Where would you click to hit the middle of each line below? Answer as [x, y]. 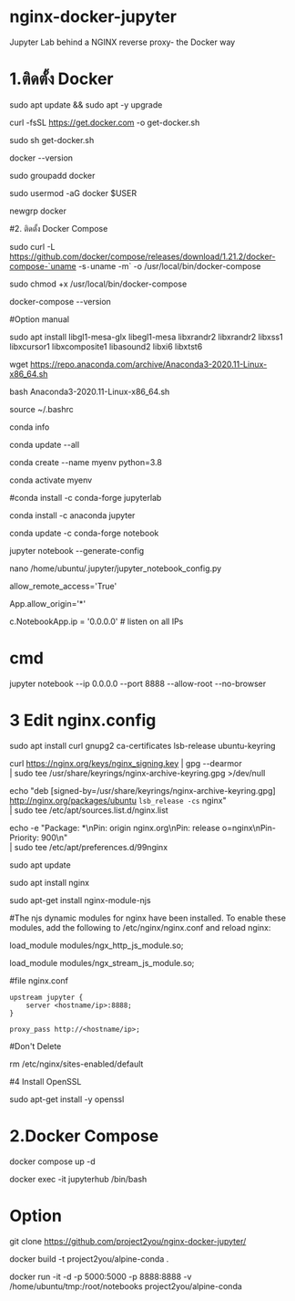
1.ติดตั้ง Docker [61, 79]
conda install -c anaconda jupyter [72, 515]
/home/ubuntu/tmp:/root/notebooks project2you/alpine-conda [126, 1286]
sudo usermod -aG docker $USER [73, 193]
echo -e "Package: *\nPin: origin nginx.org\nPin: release [115, 827]
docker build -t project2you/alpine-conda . [89, 1259]
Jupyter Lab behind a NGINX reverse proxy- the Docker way [122, 42]
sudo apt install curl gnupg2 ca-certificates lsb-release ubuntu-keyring [142, 745]
